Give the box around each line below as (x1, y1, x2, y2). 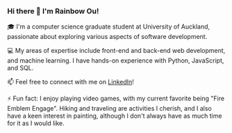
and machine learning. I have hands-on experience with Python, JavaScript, (7, 56, 224, 65)
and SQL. (7, 64, 34, 72)
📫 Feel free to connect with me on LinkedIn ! (7, 78, 134, 86)
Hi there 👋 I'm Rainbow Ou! (7, 6, 99, 16)
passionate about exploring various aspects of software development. (7, 33, 208, 41)
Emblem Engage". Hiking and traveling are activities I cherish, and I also (7, 104, 212, 113)
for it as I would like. (7, 119, 65, 127)
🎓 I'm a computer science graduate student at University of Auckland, (7, 22, 210, 31)
